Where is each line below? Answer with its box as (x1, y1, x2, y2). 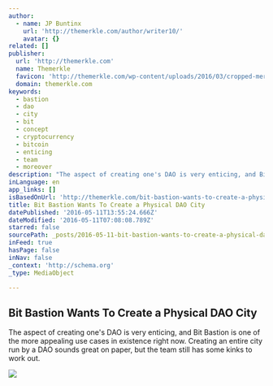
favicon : (15, 72, 45, 80)
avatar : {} (23, 34, 60, 43)
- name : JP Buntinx (15, 20, 82, 28)
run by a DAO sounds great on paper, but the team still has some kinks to (8, 345, 253, 354)
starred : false (8, 223, 60, 232)
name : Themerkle (15, 65, 71, 73)
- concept (15, 125, 49, 133)
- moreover (15, 163, 53, 171)
